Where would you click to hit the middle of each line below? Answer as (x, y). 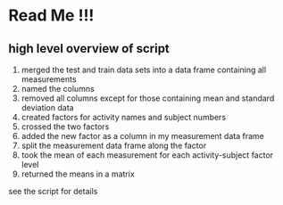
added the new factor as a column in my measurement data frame (142, 136)
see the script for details (53, 191)
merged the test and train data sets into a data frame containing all (144, 70)
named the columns (58, 89)
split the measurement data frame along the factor (114, 145)
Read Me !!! (51, 16)
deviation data (47, 107)
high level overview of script (89, 49)
